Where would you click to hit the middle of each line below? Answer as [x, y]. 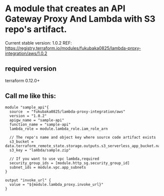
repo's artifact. [36, 29]
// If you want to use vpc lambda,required [54, 159]
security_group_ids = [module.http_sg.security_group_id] [70, 163]
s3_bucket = [22, 142]
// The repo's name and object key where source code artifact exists [83, 137]
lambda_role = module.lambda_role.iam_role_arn [59, 129]
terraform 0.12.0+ [22, 80]
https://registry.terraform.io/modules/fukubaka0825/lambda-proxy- [73, 48]
